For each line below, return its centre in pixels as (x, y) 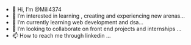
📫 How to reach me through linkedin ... (61, 36)
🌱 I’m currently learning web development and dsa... (78, 22)
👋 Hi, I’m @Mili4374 (37, 9)
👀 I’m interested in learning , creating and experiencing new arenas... (98, 16)
